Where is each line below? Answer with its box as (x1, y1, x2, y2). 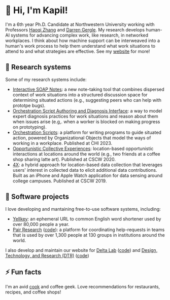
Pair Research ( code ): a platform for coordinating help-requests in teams (12, 227, 165, 233)
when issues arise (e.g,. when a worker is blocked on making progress (12, 119, 160, 125)
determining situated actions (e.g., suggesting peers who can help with (12, 97, 161, 103)
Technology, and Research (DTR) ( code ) (5, 252, 89, 258)
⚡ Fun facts (5, 268, 42, 276)
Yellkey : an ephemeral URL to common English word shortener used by (12, 215, 161, 222)
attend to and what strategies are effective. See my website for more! (5, 48, 150, 54)
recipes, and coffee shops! (5, 289, 61, 295)
